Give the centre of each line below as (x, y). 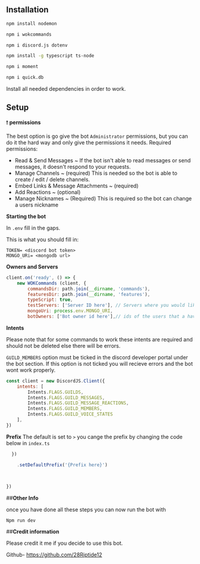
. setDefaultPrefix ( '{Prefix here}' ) (62, 465)
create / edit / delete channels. (52, 179)
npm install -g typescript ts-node (50, 56)
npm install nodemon (32, 23)
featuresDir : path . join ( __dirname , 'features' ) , (89, 294)
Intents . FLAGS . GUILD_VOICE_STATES (70, 414)
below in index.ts (28, 443)
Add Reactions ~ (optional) (48, 192)
